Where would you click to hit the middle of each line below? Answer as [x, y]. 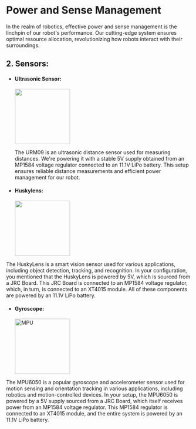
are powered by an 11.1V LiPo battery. [51, 295]
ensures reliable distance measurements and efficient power [88, 171]
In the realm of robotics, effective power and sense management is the [92, 26]
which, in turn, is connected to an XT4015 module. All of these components [97, 289]
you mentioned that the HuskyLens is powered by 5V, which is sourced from [98, 277]
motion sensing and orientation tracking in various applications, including [94, 388]
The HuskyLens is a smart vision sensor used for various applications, [91, 264]
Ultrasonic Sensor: [38, 79]
